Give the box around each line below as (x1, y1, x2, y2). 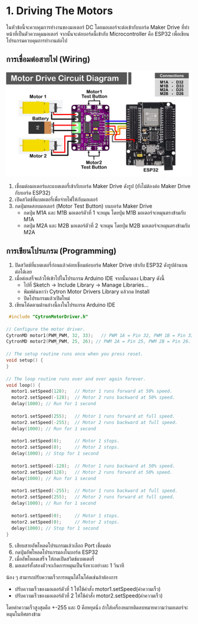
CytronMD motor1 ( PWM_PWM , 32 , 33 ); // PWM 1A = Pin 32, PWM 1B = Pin (6, 332, 186, 339)
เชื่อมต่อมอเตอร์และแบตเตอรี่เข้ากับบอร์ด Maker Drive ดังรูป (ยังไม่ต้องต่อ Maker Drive (14, 183, 191, 190)
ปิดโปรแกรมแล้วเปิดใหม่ (23, 294, 70, 301)
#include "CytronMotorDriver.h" (8, 314, 88, 320)
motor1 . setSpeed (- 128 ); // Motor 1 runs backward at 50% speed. (11, 463, 176, 469)
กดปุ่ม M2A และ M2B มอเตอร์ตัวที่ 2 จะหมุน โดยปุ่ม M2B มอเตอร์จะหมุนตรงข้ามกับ (23, 222, 190, 229)
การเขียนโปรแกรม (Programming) (6, 246, 117, 256)
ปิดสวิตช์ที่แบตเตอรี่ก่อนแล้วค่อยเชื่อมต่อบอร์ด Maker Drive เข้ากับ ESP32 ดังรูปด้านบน (14, 261, 188, 268)
